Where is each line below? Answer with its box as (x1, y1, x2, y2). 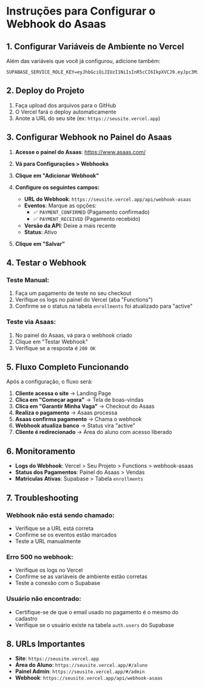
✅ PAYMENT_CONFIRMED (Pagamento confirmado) (33, 208, 150, 215)
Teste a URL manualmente (15, 537, 81, 544)
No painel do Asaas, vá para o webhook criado (15, 331, 132, 339)
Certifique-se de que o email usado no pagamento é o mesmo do (15, 608, 179, 615)
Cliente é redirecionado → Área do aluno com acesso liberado (15, 428, 172, 436)
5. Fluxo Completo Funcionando (6, 362, 129, 372)
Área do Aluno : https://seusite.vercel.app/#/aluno (15, 662, 148, 669)
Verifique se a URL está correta (15, 524, 94, 532)
